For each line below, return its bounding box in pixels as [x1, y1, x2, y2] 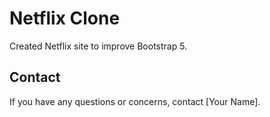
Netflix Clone [9, 7, 121, 30]
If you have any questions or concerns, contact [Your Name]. [9, 95, 261, 107]
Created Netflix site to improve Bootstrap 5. [9, 40, 188, 52]
